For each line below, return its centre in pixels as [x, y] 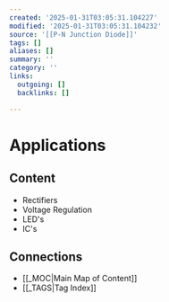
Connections [46, 257]
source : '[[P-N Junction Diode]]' [74, 34]
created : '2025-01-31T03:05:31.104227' [84, 18]
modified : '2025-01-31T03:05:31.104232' [86, 26]
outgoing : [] [42, 84]
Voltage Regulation [57, 209]
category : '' [34, 68]
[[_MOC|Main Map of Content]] [80, 279]
